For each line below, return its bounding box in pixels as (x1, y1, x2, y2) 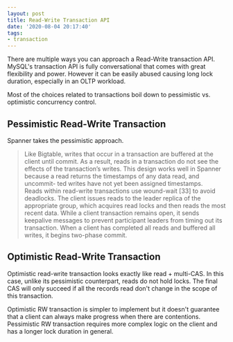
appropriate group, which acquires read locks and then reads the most (24, 201, 226, 210)
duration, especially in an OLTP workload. (7, 77, 126, 85)
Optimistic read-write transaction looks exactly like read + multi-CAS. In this (7, 269, 224, 277)
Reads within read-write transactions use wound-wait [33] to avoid (24, 187, 216, 195)
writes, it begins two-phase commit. (24, 230, 128, 239)
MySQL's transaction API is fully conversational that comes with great (7, 62, 206, 71)
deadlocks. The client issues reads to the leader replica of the (24, 194, 201, 202)
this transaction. (7, 291, 53, 300)
